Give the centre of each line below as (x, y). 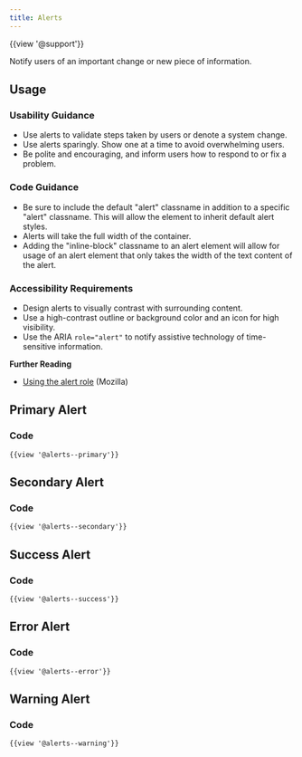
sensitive (39, 346)
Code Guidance (44, 187)
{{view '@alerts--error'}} (60, 671)
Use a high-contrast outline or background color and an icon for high (151, 317)
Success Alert (50, 555)
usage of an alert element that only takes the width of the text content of (157, 255)
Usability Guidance (52, 115)
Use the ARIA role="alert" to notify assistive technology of (133, 337)
